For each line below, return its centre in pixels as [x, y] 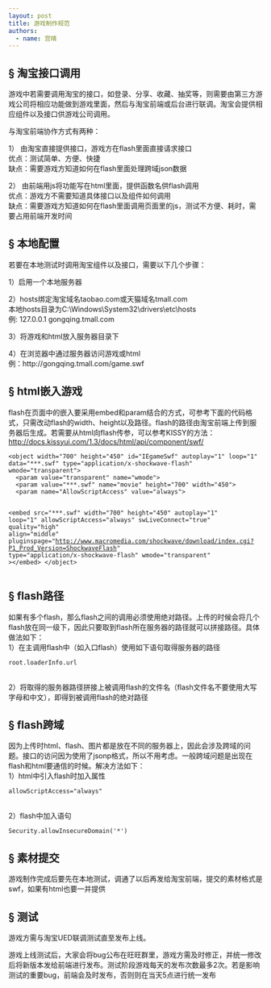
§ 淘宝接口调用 [44, 73]
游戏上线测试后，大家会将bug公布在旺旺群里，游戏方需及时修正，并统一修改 [135, 955]
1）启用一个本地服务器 [45, 281]
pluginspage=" [32, 541]
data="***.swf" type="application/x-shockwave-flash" [101, 463]
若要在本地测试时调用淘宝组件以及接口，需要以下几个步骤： [107, 265]
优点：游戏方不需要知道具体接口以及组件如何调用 [90, 196]
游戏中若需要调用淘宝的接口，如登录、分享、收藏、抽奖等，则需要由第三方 [132, 94]
